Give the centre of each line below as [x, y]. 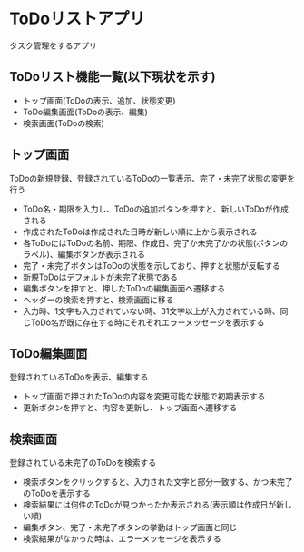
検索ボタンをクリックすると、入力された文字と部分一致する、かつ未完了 [157, 482]
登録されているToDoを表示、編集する [79, 377]
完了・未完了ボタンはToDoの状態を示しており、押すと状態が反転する [152, 265]
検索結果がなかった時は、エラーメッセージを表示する [122, 539]
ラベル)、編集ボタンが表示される [83, 254]
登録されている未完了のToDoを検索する [83, 463]
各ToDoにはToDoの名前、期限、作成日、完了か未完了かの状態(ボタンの [155, 242]
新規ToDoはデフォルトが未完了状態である [100, 277]
